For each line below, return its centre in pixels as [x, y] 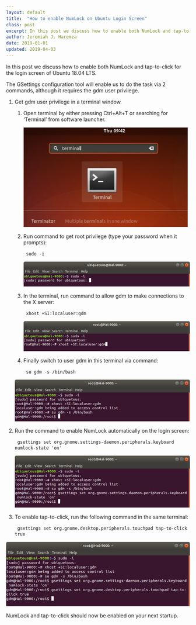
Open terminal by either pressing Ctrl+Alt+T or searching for [95, 113]
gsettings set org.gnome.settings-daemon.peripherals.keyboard [96, 442]
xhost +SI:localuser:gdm [56, 314]
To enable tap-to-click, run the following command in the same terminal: [101, 517]
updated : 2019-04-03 [31, 50]
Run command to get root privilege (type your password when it [100, 236]
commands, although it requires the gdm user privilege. [73, 90]
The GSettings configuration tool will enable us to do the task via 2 [86, 84]
